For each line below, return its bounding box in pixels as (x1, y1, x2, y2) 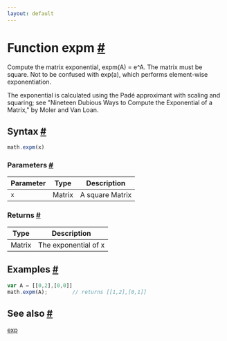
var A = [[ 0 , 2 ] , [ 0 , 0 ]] (7, 282, 73, 289)
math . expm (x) (7, 144, 45, 151)
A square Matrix (80, 190, 132, 199)
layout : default (7, 10, 54, 17)
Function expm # (7, 39, 106, 55)
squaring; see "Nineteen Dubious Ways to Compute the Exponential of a (7, 98, 212, 107)
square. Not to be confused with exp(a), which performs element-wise (7, 70, 208, 78)
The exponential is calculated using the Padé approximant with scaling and (7, 91, 221, 99)
